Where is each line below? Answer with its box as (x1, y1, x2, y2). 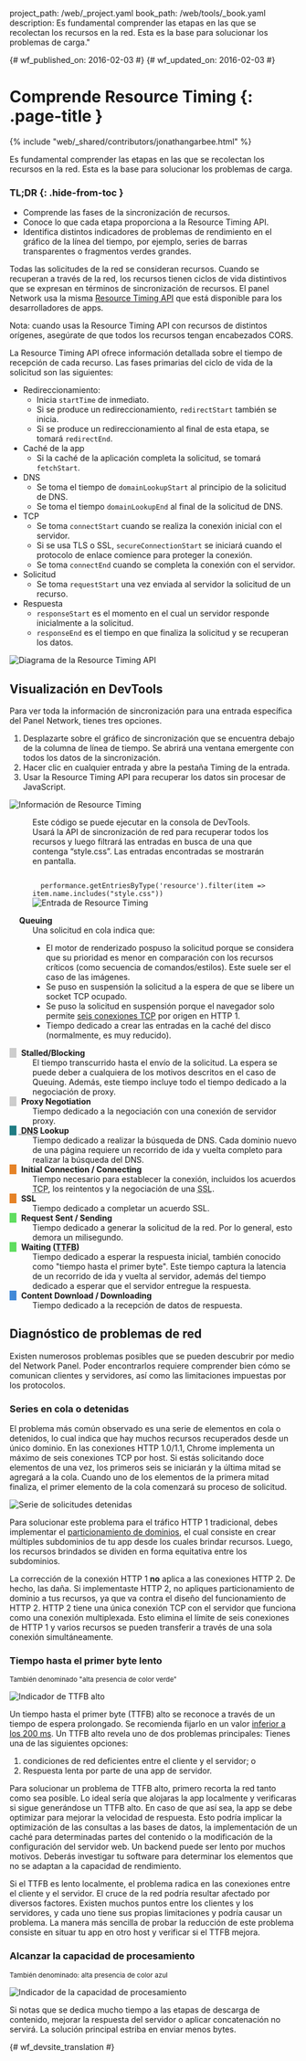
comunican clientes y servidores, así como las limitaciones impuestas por (9, 1369, 287, 1380)
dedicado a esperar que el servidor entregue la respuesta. (32, 1281, 251, 1292)
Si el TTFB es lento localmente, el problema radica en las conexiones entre (9, 1878, 290, 1889)
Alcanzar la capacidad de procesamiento (9, 1950, 195, 1962)
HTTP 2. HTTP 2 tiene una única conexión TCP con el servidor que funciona (9, 1602, 297, 1613)
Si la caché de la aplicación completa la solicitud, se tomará (36, 452, 261, 464)
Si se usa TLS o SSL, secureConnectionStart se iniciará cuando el (36, 540, 282, 551)
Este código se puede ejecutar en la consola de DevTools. (32, 817, 251, 828)
